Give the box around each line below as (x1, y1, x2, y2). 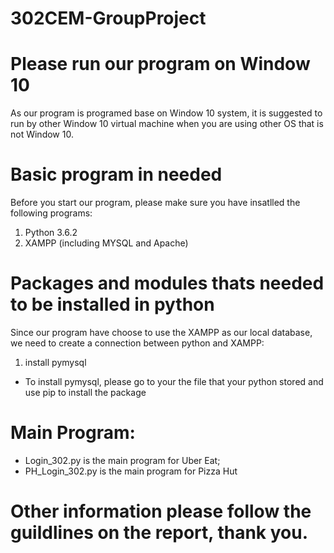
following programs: (10, 207, 93, 219)
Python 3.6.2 (24, 227, 78, 239)
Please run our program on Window (10, 53, 311, 76)
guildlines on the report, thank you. (10, 522, 309, 544)
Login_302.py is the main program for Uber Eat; (24, 454, 221, 466)
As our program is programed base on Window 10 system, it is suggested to (10, 107, 323, 119)
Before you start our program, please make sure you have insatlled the (10, 197, 301, 209)
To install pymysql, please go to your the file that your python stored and (24, 376, 324, 387)
